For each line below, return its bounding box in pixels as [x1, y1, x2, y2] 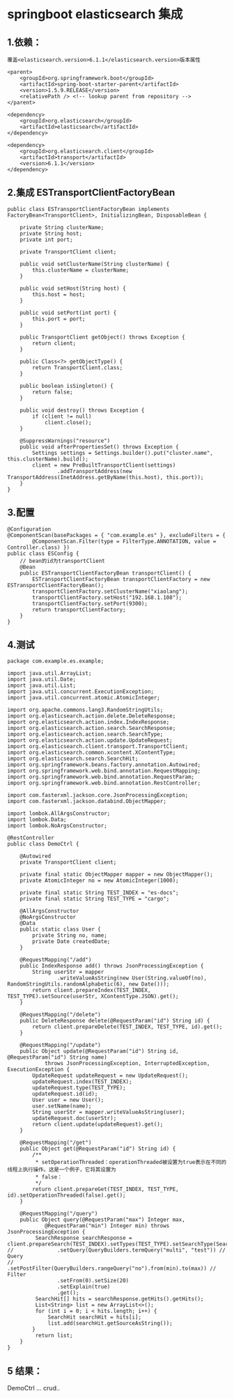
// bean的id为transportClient [19, 557, 106, 564]
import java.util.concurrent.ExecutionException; [7, 688, 155, 695]
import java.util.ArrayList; [7, 670, 92, 677]
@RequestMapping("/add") [19, 956, 92, 963]
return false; [32, 388, 73, 396]
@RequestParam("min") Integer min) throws [44, 1222, 170, 1229]
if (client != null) [32, 412, 92, 420]
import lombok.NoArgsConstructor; [7, 823, 108, 830]
